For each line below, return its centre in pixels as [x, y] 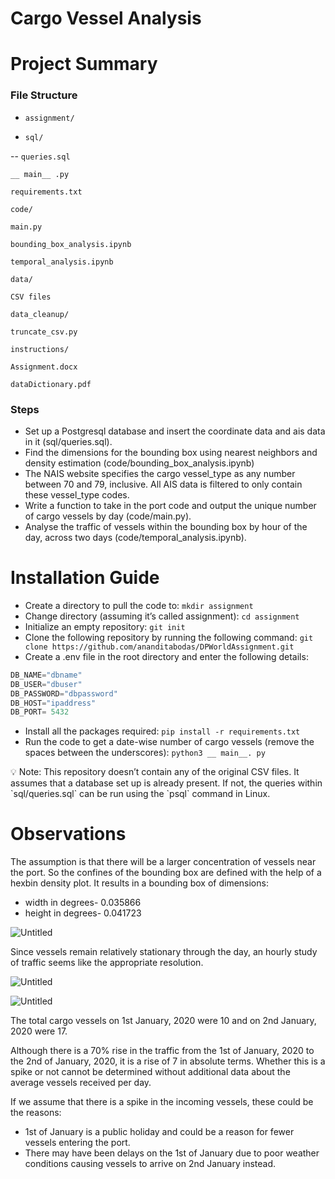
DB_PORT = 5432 [40, 712]
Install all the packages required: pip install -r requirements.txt [162, 731]
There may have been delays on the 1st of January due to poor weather [172, 1153]
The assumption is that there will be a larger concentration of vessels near [163, 862]
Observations [68, 834]
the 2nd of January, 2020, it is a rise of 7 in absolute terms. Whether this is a [168, 1061]
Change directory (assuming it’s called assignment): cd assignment [162, 616]
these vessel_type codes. [77, 494]
